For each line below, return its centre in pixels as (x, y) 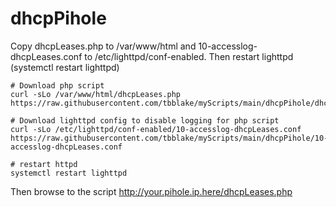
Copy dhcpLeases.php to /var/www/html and (103, 46)
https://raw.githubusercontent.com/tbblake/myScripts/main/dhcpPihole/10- (169, 138)
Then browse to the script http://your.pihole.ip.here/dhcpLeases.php (151, 191)
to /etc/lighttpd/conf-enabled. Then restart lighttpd (189, 56)
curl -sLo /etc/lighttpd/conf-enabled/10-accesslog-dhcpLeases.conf (156, 129)
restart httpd (48, 164)
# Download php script (57, 85)
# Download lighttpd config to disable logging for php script (145, 120)
